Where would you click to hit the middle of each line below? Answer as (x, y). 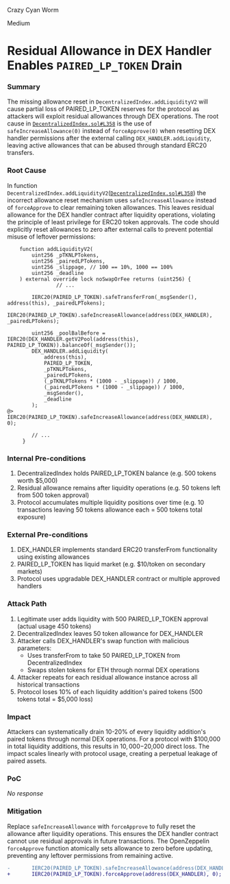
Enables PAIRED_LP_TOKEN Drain (95, 65)
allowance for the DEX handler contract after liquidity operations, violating (111, 215)
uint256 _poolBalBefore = (69, 333)
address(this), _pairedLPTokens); (56, 303)
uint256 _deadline (58, 273)
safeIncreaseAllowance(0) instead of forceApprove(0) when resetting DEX (112, 131)
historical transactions (48, 684)
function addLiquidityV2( (56, 249)
